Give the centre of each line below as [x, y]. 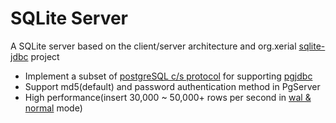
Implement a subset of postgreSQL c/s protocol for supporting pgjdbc [168, 76]
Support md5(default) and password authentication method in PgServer [172, 86]
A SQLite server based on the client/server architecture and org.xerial [153, 46]
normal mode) [53, 108]
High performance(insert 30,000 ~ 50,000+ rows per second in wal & [168, 97]
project [45, 56]
